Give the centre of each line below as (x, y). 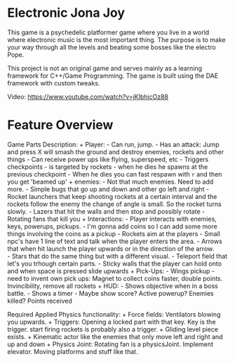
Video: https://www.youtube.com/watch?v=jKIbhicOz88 (88, 97)
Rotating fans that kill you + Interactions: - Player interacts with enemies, (112, 219)
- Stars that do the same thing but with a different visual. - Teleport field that (117, 256)
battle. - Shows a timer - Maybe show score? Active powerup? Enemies (110, 293)
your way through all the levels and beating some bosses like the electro (112, 47)
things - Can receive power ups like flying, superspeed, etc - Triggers (108, 159)
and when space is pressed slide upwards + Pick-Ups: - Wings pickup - (111, 270)
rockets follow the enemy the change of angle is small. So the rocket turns (115, 204)
